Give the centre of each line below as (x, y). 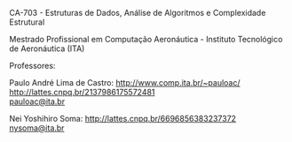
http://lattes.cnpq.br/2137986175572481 (82, 92)
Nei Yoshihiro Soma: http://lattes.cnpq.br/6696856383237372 (123, 119)
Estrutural (27, 22)
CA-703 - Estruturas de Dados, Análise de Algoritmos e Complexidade (138, 13)
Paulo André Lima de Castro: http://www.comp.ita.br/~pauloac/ (125, 82)
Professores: (32, 66)
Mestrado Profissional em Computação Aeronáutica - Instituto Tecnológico (146, 39)
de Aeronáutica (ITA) (47, 49)
